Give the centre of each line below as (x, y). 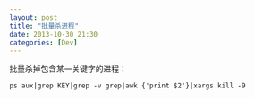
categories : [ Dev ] (43, 42)
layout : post (34, 17)
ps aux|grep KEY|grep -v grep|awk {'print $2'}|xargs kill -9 (127, 86)
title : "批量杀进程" (44, 26)
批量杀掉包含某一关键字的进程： (68, 69)
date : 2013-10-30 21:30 (54, 34)
